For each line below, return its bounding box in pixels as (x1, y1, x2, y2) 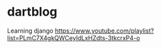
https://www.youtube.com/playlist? (54, 27, 155, 35)
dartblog (7, 4, 58, 20)
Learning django (7, 27, 54, 35)
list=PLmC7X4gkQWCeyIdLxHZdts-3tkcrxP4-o (7, 33, 140, 42)
